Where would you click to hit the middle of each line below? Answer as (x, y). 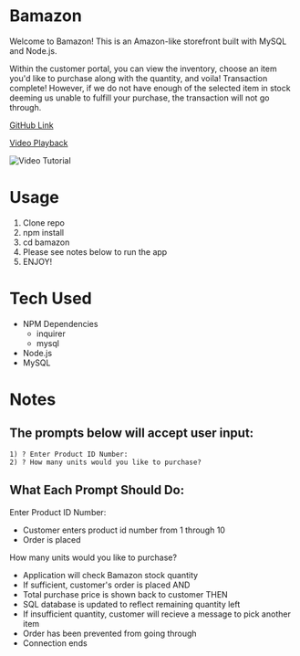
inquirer (51, 333)
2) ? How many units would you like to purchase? (106, 462)
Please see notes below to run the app (95, 251)
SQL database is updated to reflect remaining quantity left (131, 604)
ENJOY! (37, 261)
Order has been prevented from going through (110, 633)
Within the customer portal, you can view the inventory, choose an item (143, 69)
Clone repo (44, 222)
